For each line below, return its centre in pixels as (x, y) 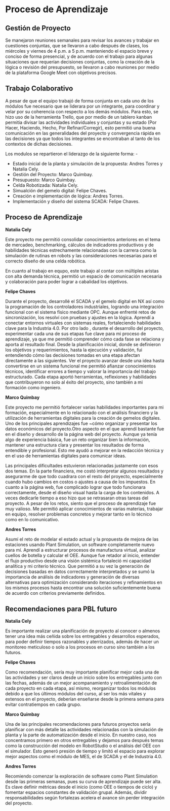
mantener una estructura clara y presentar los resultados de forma (75, 445)
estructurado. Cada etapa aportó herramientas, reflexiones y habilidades (81, 377)
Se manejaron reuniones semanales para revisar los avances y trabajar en (82, 40)
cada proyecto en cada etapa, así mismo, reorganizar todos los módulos (80, 688)
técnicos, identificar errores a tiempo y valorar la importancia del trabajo (80, 371)
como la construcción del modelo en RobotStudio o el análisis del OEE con (83, 746)
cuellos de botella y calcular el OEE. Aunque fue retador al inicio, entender (83, 555)
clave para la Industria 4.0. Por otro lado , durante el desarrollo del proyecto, (85, 328)
